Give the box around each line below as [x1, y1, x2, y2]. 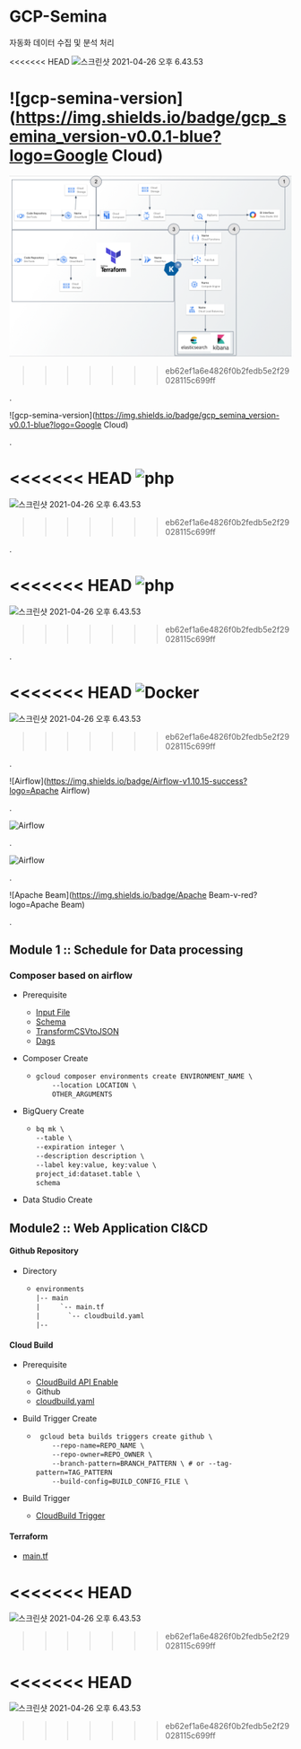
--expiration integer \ [35, 1143, 125, 1152]
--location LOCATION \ [52, 1081, 137, 1090]
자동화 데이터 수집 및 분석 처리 [9, 37, 115, 48]
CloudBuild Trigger [35, 1510, 106, 1521]
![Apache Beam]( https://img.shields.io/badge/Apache [9, 889, 208, 900]
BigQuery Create [21, 1106, 85, 1117]
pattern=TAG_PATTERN [35, 1468, 113, 1478]
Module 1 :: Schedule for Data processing [9, 943, 244, 958]
